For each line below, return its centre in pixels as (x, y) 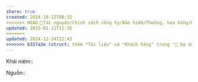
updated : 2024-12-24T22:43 (39, 39)
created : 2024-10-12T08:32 (39, 17)
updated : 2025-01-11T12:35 (39, 28)
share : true (21, 12)
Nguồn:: (16, 73)
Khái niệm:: (20, 61)
